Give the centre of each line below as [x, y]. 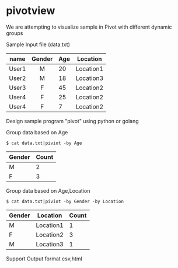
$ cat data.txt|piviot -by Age [44, 143]
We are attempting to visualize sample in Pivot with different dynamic [89, 27]
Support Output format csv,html [44, 259]
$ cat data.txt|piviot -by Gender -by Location [65, 201]
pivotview [31, 11]
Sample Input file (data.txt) [38, 44]
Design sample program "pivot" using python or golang [72, 121]
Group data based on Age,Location [48, 190]
